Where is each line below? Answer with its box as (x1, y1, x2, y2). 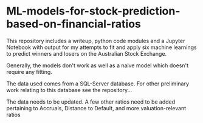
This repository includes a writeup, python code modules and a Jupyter (6, 37, 185, 44)
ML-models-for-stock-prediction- (6, 4, 181, 18)
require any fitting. (6, 68, 53, 75)
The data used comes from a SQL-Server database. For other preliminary (6, 80, 190, 87)
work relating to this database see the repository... (6, 86, 132, 93)
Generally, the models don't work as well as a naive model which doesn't (6, 62, 189, 69)
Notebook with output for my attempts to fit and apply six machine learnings (6, 44, 197, 51)
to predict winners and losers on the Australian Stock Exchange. (6, 50, 167, 57)
